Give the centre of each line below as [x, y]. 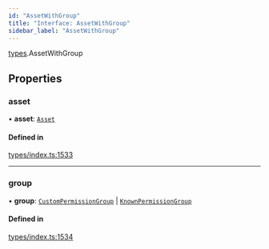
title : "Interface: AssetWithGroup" [69, 23]
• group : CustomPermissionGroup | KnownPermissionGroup [100, 200]
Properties [35, 78]
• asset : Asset [32, 119]
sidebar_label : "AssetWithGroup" [64, 30]
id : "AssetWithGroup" [44, 16]
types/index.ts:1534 [41, 236]
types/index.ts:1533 [41, 155]
